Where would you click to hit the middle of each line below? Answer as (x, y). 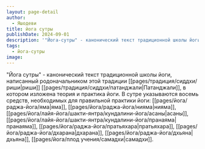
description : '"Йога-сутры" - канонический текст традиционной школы (97, 40)
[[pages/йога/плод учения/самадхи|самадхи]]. (92, 139)
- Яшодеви (24, 23)
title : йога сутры (30, 29)
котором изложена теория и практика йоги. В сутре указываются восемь (103, 94)
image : (15, 57)
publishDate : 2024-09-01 (38, 35)
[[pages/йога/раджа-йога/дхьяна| (149, 133)
